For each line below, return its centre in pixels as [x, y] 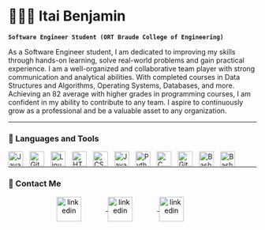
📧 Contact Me [35, 183]
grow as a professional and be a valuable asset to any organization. [118, 111]
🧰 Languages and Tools [54, 138]
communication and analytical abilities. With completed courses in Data [124, 77]
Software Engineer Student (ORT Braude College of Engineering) [116, 37]
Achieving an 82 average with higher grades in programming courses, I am [129, 93]
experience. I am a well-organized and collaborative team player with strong [132, 68]
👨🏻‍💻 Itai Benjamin [67, 16]
